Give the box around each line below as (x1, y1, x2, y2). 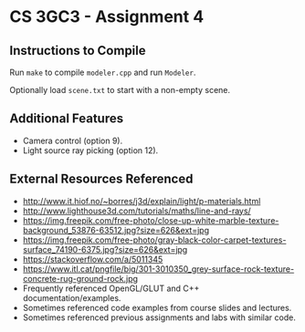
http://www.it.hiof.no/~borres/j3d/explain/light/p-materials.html (22, 195, 261, 206)
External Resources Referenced (9, 171, 194, 187)
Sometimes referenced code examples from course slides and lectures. (22, 302, 292, 313)
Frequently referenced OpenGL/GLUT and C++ (22, 283, 200, 294)
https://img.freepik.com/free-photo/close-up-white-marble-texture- (22, 214, 279, 225)
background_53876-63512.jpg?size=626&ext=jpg (22, 224, 210, 235)
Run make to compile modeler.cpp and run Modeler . (9, 67, 196, 78)
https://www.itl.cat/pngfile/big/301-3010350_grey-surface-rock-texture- (22, 263, 295, 275)
